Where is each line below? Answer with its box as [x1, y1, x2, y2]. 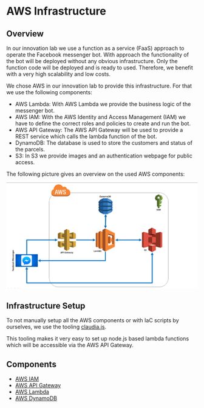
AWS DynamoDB [15, 394, 58, 402]
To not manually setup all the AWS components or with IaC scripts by [6, 317, 179, 324]
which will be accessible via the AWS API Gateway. [6, 342, 134, 349]
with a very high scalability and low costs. [6, 71, 111, 77]
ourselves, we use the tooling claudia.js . [6, 323, 107, 331]
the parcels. [15, 146, 46, 153]
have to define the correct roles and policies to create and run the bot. [15, 120, 191, 127]
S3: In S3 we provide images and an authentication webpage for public [15, 152, 192, 159]
